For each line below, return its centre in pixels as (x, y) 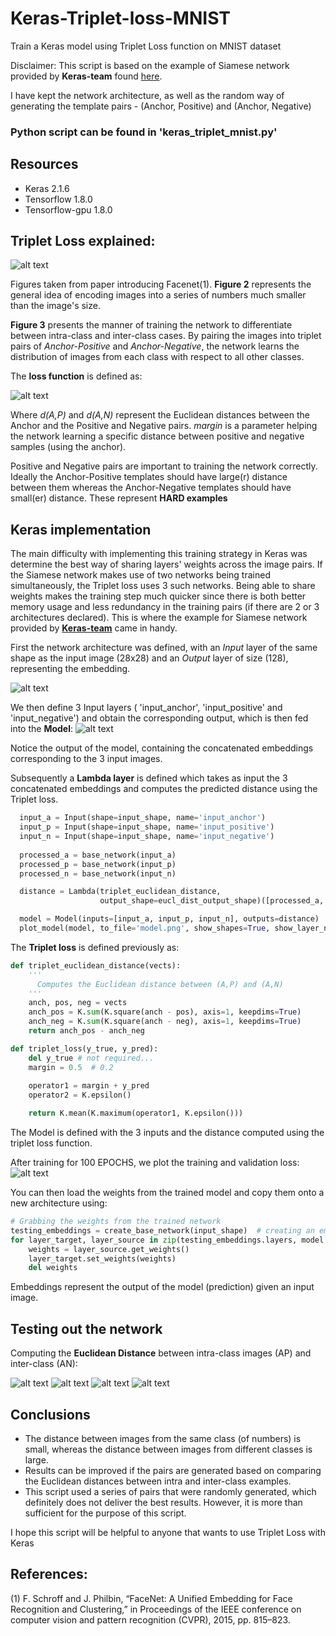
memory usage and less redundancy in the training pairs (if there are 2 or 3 (165, 607)
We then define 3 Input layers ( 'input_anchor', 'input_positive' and (146, 708)
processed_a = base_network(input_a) (98, 855)
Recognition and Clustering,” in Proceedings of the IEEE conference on (156, 1609)
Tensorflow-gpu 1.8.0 (68, 209)
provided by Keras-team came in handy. (94, 628)
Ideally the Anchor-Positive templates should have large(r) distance (149, 477)
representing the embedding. (70, 669)
